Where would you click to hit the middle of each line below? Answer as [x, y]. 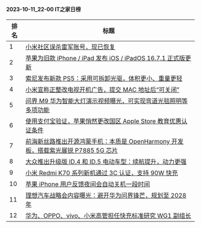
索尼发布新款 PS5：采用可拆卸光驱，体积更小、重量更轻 [104, 79]
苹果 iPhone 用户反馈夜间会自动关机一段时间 [88, 184]
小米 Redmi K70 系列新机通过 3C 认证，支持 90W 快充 [102, 173]
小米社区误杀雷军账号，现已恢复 [70, 47]
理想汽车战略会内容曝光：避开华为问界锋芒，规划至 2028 [106, 196]
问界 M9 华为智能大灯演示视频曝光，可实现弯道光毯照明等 [106, 101]
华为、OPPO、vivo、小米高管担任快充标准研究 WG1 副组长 [108, 216]
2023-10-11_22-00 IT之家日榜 [44, 9]
